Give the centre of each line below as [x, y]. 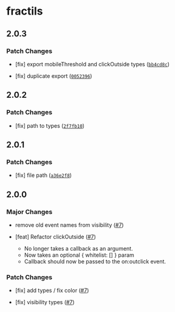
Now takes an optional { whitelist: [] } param [79, 255]
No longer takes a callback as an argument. [78, 248]
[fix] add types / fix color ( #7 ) [52, 291]
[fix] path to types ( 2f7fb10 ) [50, 125]
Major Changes [29, 212]
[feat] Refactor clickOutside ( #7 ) [55, 237]
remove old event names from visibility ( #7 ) [69, 225]
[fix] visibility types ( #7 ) [45, 302]
